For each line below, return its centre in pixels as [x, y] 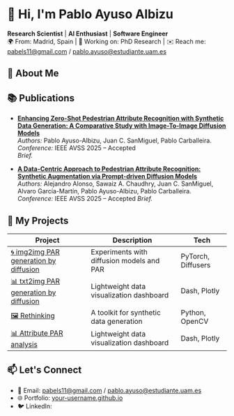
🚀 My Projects [38, 220]
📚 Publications [41, 98]
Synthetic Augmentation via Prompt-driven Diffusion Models [107, 177]
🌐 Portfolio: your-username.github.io [70, 398]
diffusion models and [125, 260]
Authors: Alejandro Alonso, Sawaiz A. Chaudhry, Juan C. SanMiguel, [115, 184]
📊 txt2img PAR [36, 281]
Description [132, 240]
